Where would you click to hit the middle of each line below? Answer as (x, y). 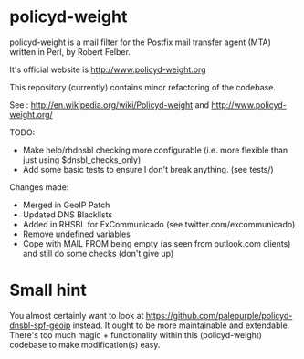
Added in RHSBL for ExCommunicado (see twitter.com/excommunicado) (159, 224)
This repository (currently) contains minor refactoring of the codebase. (143, 87)
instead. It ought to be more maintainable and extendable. (181, 325)
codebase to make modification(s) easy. (85, 344)
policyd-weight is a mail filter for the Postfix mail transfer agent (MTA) (141, 42)
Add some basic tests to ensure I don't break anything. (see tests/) (148, 169)
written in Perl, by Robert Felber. (70, 51)
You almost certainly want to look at (77, 315)
